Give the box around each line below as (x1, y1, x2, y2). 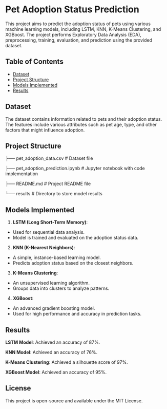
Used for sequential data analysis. (12, 229, 85, 235)
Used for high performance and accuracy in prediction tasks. (12, 311, 142, 317)
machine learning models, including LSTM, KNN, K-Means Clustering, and (5, 26, 161, 32)
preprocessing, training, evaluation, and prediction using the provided (5, 37, 153, 43)
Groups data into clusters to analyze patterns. (12, 285, 110, 291)
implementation (5, 171, 38, 177)
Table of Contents (5, 58, 64, 66)
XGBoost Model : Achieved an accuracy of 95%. (5, 369, 107, 375)
